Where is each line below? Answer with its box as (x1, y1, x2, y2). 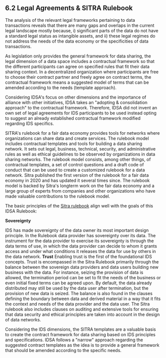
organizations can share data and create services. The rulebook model (5, 135, 149, 141)
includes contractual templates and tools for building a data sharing (5, 141, 142, 147)
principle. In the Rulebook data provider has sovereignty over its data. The (5, 232, 156, 238)
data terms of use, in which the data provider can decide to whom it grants (5, 243, 157, 249)
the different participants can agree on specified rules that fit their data (5, 63, 150, 69)
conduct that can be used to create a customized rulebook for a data (5, 167, 145, 173)
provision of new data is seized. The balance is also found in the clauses (5, 290, 153, 296)
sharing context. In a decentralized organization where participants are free (5, 69, 159, 75)
